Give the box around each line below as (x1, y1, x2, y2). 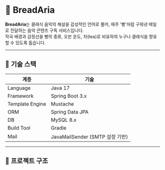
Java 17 (51, 85, 70, 91)
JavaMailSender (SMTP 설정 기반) (51, 133, 129, 140)
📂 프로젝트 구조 (5, 157, 48, 165)
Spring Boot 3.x (51, 92, 87, 99)
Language (7, 85, 31, 91)
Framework (7, 92, 34, 99)
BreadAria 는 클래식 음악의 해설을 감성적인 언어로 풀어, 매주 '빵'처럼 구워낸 (5, 21, 148, 27)
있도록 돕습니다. (15, 39, 46, 46)
